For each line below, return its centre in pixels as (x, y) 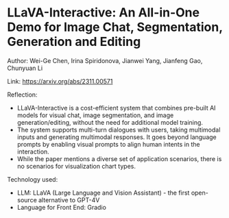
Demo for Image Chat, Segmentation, (115, 27)
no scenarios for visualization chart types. (76, 166)
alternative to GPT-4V (69, 199)
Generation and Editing (74, 42)
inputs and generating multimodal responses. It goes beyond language (117, 137)
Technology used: (33, 179)
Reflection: (22, 95)
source (27, 199)
